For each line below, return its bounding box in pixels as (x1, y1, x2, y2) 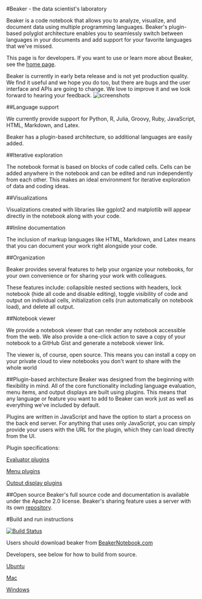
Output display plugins (6, 479, 62, 486)
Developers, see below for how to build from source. (6, 551, 137, 558)
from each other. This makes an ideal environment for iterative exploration (6, 176, 191, 183)
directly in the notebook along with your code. (6, 212, 121, 220)
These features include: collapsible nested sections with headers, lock (6, 284, 182, 291)
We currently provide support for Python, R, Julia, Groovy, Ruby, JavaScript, (6, 115, 196, 122)
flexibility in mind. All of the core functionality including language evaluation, (6, 382, 197, 389)
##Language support (6, 103, 59, 111)
